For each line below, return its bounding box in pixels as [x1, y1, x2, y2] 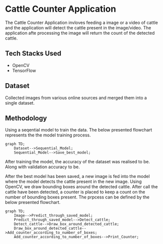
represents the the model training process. [5, 132, 91, 138]
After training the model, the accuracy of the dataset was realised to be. [5, 159, 150, 165]
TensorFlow [12, 67, 36, 73]
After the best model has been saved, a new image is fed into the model [5, 174, 150, 179]
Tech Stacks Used [5, 49, 62, 58]
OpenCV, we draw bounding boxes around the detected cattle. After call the [5, 184, 158, 190]
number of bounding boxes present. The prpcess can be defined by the [5, 194, 150, 200]
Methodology [5, 114, 47, 122]
